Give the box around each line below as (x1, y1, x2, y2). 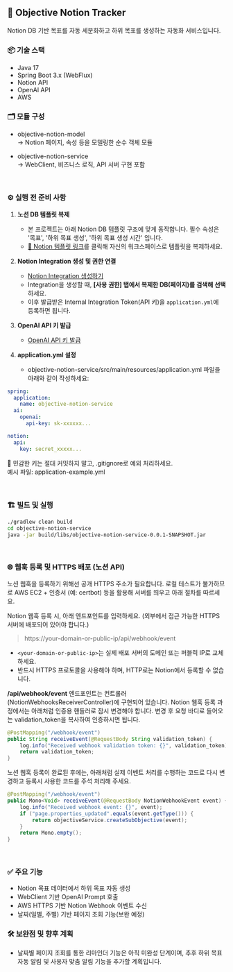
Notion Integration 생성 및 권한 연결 (17, 257, 116, 265)
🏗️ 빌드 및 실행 (7, 500, 53, 510)
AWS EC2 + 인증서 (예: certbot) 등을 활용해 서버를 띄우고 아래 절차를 (14, 588, 202, 597)
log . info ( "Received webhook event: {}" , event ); (19, 803, 163, 810)
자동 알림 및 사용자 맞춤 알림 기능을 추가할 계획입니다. (17, 957, 162, 965)
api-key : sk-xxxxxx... (25, 420, 92, 427)
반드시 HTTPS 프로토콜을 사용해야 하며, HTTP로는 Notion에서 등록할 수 (17, 665, 212, 674)
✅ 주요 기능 (7, 867, 43, 877)
